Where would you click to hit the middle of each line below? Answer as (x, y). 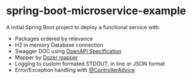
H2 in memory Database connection (59, 45)
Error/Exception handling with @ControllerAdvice (75, 70)
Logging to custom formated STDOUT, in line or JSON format (90, 64)
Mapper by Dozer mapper (46, 57)
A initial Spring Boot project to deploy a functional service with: (83, 27)
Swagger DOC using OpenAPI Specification (68, 51)
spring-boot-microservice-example (96, 11)
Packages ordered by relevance (54, 38)
